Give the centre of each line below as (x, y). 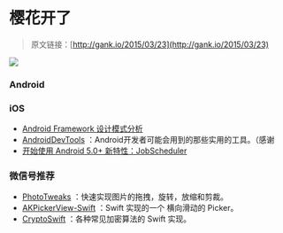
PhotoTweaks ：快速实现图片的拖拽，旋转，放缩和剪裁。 (125, 197)
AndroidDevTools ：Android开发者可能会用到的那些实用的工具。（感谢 (148, 140)
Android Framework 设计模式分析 (82, 128)
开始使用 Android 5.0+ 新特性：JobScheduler (104, 151)
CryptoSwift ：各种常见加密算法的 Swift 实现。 (107, 219)
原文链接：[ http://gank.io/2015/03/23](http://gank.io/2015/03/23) (150, 44)
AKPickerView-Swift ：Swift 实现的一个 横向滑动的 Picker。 (130, 208)
